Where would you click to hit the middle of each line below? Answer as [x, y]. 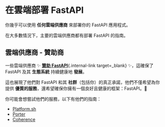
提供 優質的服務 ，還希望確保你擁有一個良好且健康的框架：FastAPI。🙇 [76, 88]
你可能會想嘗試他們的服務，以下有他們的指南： [53, 99]
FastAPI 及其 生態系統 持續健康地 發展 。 [46, 71]
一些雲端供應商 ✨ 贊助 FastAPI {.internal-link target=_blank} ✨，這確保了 [79, 65]
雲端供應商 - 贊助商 [34, 53]
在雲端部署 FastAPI [44, 10]
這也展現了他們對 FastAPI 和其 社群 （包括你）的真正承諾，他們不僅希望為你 [82, 82]
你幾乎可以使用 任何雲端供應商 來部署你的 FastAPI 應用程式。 [68, 25]
